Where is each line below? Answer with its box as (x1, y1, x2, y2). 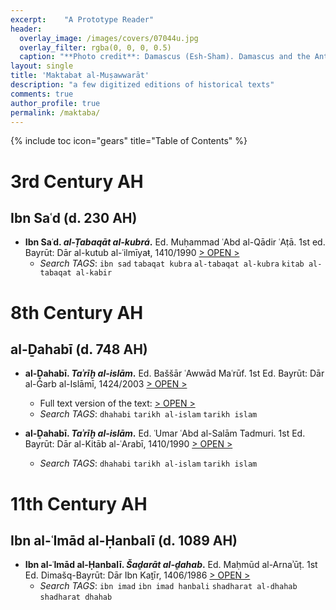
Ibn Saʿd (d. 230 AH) (10, 209, 138, 226)
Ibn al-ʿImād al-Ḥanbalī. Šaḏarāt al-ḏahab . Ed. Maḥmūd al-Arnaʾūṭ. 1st (24, 559, 318, 571)
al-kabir (75, 268, 113, 278)
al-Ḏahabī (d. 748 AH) (10, 341, 148, 358)
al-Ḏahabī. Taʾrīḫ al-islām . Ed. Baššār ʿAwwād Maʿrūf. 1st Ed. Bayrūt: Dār (24, 367, 325, 380)
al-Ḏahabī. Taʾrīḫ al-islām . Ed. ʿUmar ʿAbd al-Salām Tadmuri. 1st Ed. (24, 427, 306, 440)
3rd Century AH (10, 170, 144, 193)
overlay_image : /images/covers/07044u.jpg (19, 33, 199, 43)
